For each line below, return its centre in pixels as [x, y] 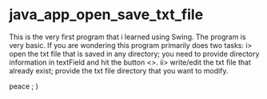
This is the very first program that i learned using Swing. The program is [128, 37]
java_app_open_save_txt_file [106, 15]
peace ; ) [24, 86]
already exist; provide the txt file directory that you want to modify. [119, 70]
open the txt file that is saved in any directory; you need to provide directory [134, 53]
